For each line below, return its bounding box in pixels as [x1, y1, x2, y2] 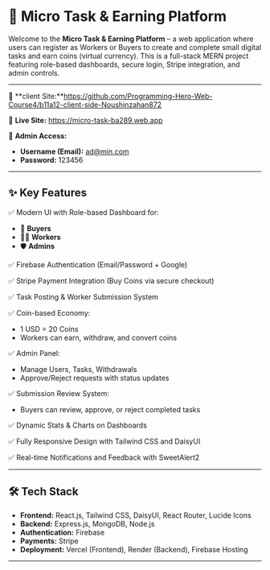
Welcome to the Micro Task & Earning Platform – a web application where [8, 34, 254, 43]
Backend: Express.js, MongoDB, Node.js [19, 518, 155, 528]
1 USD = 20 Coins [19, 324, 79, 333]
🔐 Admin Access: [8, 130, 67, 140]
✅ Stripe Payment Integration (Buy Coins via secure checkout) [8, 275, 215, 285]
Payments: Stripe [19, 535, 79, 546]
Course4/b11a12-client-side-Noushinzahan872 [8, 100, 162, 109]
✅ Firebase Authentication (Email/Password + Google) [8, 259, 188, 269]
